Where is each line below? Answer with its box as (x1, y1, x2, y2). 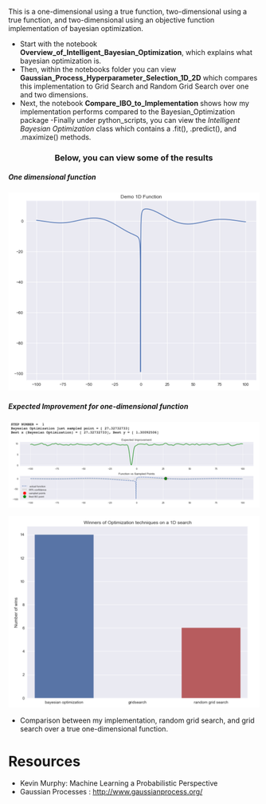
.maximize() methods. (19, 132, 92, 142)
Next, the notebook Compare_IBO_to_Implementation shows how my (19, 99, 249, 108)
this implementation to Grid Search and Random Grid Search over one (19, 81, 249, 91)
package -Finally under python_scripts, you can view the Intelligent (19, 116, 241, 124)
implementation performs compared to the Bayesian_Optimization (19, 107, 235, 116)
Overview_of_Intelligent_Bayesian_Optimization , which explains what (19, 48, 253, 57)
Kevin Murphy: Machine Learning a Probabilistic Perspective (19, 778, 218, 788)
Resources (8, 752, 81, 770)
